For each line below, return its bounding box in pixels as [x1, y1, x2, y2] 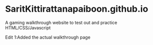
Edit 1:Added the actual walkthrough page [5, 34, 91, 40]
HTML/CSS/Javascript [5, 24, 51, 30]
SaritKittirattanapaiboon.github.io [5, 3, 149, 15]
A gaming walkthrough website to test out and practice [5, 20, 118, 25]
